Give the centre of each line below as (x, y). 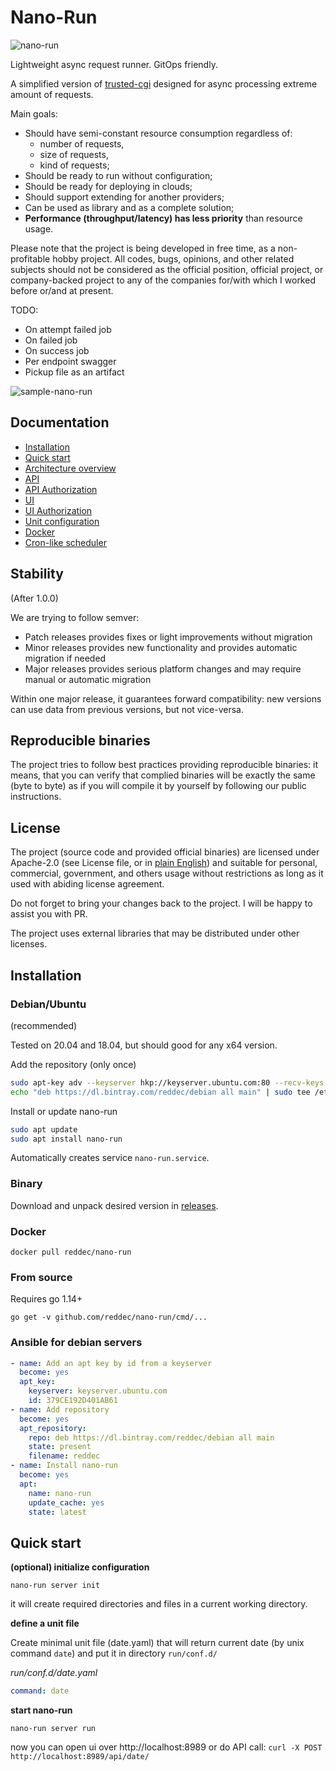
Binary (26, 1184)
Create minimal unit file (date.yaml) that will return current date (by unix (157, 1643)
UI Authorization (58, 510)
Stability (37, 574)
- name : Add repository (60, 1409)
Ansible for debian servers (76, 1343)
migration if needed (65, 658)
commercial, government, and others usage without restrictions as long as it (167, 873)
